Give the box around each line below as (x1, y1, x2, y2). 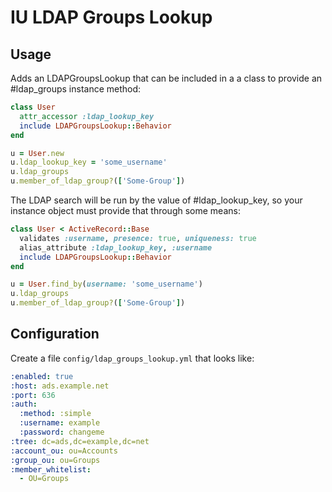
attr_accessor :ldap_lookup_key (19, 111, 155, 121)
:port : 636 (10, 390, 56, 400)
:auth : (10, 399, 38, 410)
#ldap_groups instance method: (10, 83, 142, 95)
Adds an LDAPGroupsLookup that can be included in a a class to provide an (10, 72, 323, 84)
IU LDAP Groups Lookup (10, 6, 213, 29)
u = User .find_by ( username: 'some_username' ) (10, 279, 203, 290)
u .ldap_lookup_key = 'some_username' (10, 157, 168, 168)
